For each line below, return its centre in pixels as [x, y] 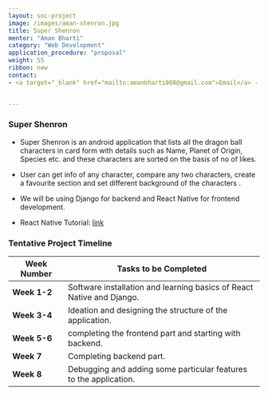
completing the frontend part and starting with [154, 333]
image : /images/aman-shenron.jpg [64, 23]
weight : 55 [26, 61]
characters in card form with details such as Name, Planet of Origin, [131, 150]
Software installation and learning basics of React [160, 287]
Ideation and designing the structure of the [148, 310]
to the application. [101, 379]
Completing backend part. [116, 357]
